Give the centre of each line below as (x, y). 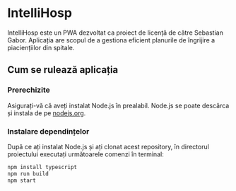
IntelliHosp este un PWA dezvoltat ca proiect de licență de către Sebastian (116, 33)
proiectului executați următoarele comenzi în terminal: (85, 154)
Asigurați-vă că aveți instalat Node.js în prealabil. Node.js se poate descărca (118, 105)
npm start (22, 180)
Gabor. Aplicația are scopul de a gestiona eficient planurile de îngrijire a (111, 40)
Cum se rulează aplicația (63, 70)
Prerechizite (29, 90)
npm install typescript (42, 167)
